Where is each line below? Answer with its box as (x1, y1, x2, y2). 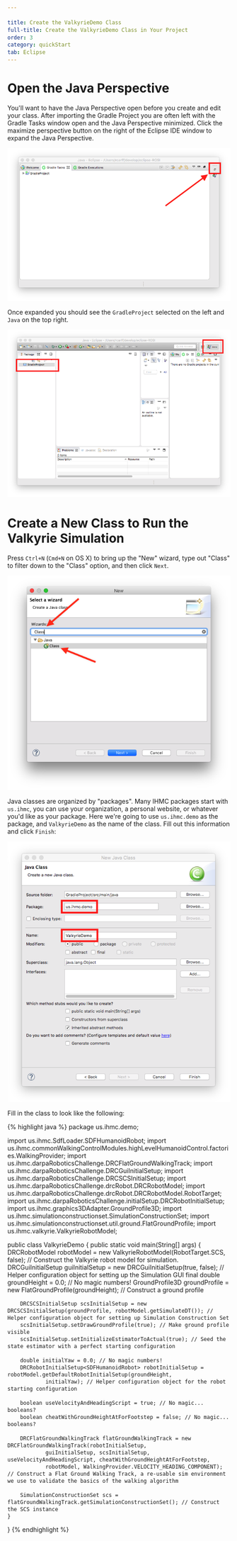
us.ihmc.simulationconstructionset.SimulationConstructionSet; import (7, 1212, 210, 1221)
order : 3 (7, 34, 33, 41)
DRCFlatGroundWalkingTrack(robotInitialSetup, (7, 1442, 147, 1450)
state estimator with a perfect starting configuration (7, 1343, 175, 1350)
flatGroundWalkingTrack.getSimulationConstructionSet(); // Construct (7, 1499, 220, 1506)
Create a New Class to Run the (7, 515, 189, 532)
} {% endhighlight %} (7, 1525, 69, 1534)
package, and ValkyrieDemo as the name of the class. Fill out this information (7, 819, 230, 829)
